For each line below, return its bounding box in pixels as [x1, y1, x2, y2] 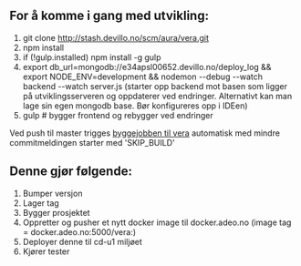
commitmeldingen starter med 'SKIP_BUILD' [9, 137, 175, 148]
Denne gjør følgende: [9, 164, 132, 179]
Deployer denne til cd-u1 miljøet [22, 236, 143, 247]
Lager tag [22, 197, 59, 209]
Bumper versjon [22, 188, 83, 199]
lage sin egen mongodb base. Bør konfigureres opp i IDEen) [22, 100, 248, 111]
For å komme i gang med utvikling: [9, 8, 210, 24]
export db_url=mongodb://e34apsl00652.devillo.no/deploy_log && [22, 61, 272, 72]
